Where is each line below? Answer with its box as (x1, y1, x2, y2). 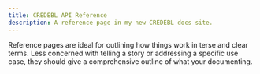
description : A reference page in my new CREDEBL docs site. (8, 19, 214, 26)
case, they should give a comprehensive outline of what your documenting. (8, 56, 253, 66)
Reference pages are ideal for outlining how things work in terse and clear (8, 40, 248, 49)
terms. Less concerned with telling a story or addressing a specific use (8, 48, 239, 58)
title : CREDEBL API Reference (8, 11, 108, 19)
